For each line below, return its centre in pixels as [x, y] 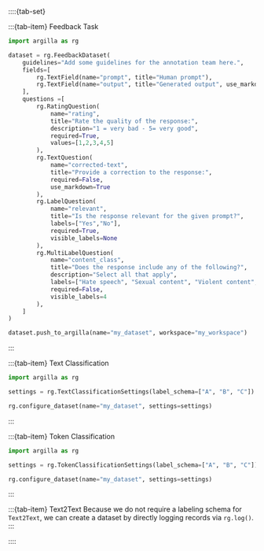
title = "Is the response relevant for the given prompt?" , [147, 216]
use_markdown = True [80, 187]
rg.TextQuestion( [64, 158]
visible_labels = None [84, 238]
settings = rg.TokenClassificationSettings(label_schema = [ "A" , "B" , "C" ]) [133, 465]
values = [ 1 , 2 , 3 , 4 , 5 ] [82, 143]
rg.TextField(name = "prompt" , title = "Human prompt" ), [125, 77]
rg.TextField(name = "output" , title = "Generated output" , [130, 85]
